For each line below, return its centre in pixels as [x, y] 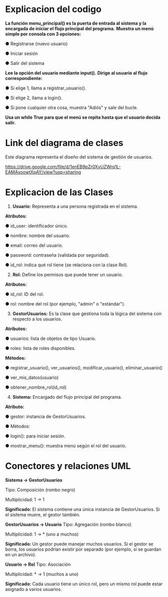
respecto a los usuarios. [37, 319]
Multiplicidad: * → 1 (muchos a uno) [42, 574]
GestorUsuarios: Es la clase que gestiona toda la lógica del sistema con [87, 314]
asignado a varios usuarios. [34, 589]
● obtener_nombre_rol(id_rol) [36, 387]
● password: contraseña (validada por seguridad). [58, 255]
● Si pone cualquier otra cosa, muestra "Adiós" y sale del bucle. [72, 107]
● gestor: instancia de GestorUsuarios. [46, 416]
